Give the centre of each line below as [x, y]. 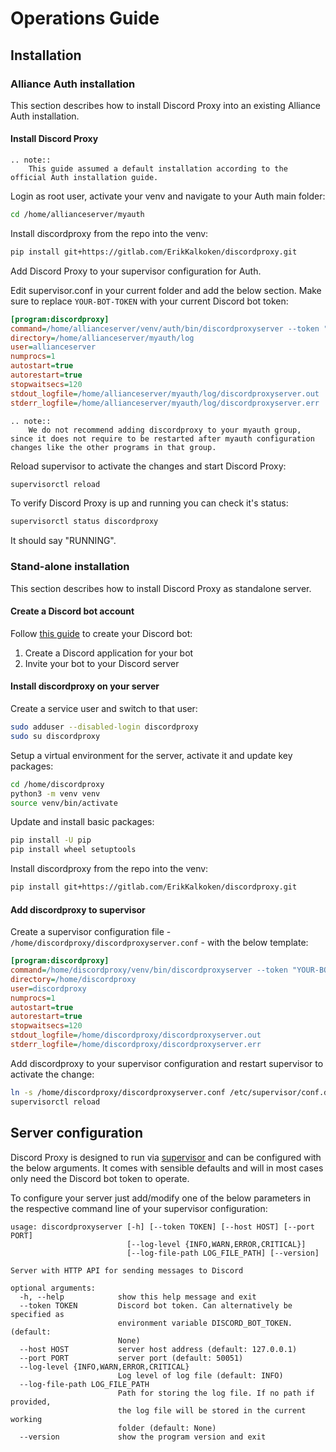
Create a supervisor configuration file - [91, 932]
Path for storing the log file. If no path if [216, 1393]
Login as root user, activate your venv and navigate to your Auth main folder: [168, 196]
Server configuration [77, 1133]
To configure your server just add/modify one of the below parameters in [161, 1198]
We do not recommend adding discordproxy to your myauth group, [165, 430]
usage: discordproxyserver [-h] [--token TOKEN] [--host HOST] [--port [162, 1227]
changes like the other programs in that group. [113, 447]
